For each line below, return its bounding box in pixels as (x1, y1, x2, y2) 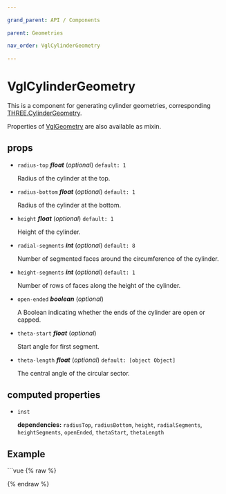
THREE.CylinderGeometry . (7, 109, 82, 117)
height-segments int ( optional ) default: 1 (17, 268, 136, 276)
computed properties (7, 389, 101, 401)
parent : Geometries (7, 29, 64, 37)
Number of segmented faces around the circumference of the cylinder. (17, 254, 219, 263)
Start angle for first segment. (17, 342, 100, 350)
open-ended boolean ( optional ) (17, 295, 104, 303)
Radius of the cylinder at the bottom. (17, 201, 122, 209)
